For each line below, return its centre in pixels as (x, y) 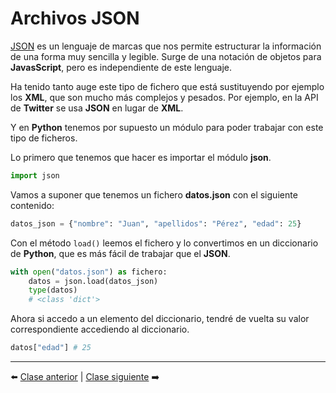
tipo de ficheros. (44, 138)
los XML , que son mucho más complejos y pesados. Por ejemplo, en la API (164, 97)
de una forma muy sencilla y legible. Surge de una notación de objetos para (166, 56)
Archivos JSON (75, 18)
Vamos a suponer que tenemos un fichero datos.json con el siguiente (154, 194)
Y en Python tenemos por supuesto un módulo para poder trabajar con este (167, 127)
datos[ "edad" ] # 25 (51, 348)
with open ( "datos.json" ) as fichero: (89, 272)
